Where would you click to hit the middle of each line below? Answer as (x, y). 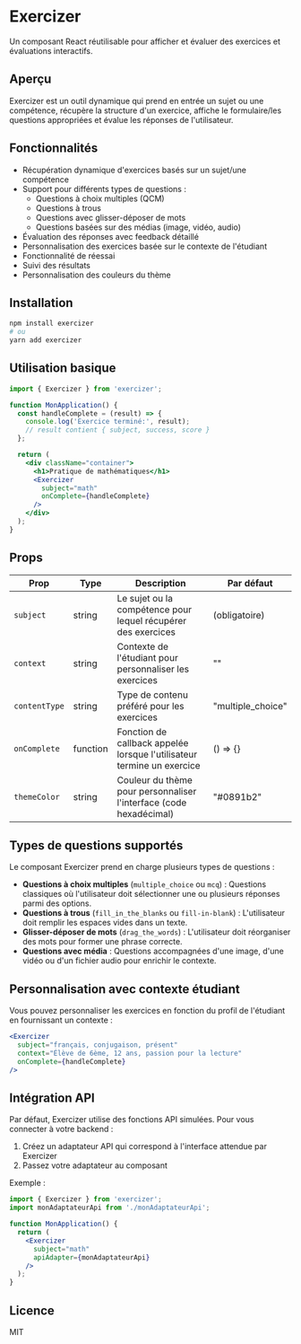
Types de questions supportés (96, 846)
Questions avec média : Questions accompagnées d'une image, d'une (153, 951)
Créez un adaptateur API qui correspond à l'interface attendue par (144, 1146)
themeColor (37, 797)
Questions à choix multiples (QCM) (100, 198)
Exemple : (28, 1183)
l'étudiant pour (148, 657)
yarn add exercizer (46, 340)
